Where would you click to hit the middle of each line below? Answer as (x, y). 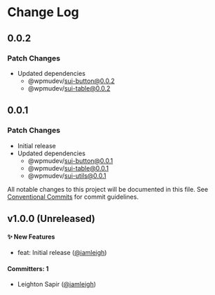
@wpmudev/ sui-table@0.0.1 (68, 168)
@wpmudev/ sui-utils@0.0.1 (67, 176)
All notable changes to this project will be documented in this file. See (108, 189)
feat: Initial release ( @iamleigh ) (62, 253)
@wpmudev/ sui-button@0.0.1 (70, 160)
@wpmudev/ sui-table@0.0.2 (69, 88)
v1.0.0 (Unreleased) (51, 218)
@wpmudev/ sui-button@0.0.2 (71, 81)
